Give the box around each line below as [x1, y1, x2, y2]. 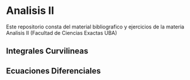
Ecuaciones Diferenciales [6, 66, 101, 76]
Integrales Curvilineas [6, 46, 89, 56]
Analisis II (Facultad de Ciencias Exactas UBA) [6, 29, 118, 36]
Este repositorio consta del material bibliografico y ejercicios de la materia [6, 23, 185, 30]
